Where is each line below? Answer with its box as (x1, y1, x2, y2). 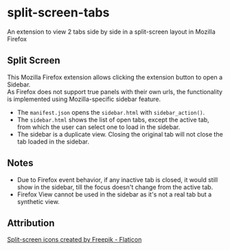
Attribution (7, 217, 55, 229)
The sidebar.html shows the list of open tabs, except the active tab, (16, 115, 209, 124)
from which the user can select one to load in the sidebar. (16, 122, 181, 131)
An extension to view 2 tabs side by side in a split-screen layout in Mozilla (7, 27, 216, 36)
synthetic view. (16, 197, 60, 205)
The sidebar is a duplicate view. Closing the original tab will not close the (16, 130, 223, 138)
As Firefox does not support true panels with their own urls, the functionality (7, 87, 223, 95)
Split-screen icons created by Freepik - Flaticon (7, 236, 142, 244)
